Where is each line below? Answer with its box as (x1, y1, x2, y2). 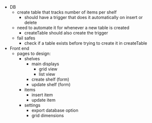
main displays (31, 61, 59, 67)
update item (31, 97, 56, 103)
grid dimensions (31, 113, 64, 118)
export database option (31, 107, 79, 113)
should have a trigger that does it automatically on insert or (24, 15, 143, 20)
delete (24, 19, 38, 25)
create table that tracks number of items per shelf (17, 9, 117, 15)
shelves (24, 56, 40, 61)
